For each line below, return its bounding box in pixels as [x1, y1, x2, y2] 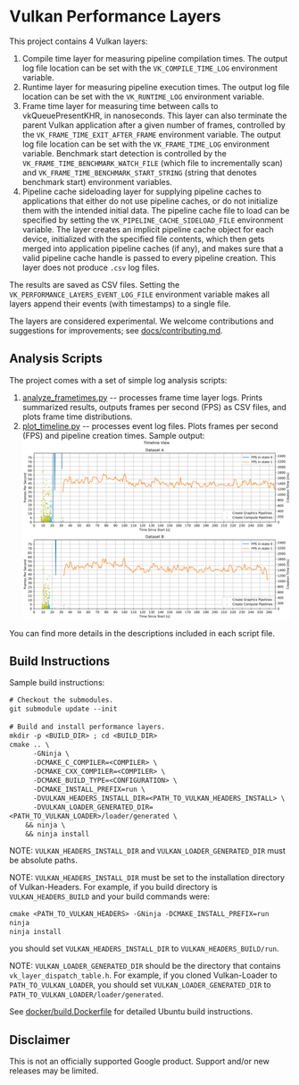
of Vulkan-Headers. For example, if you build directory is [9, 882, 218, 893]
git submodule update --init [9, 704, 118, 714]
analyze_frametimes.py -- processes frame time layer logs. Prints [21, 391, 263, 403]
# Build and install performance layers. [9, 722, 166, 732]
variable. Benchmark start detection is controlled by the [21, 147, 228, 158]
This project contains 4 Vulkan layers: [9, 36, 148, 46]
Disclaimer [9, 1032, 71, 1047]
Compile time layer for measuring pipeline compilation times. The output [21, 53, 288, 63]
